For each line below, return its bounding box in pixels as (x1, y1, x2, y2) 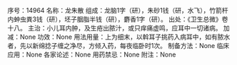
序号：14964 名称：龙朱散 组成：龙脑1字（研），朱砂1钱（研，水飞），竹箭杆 (7, 6, 228, 14)
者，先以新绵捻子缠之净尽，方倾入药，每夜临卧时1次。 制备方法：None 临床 (7, 42, 230, 49)
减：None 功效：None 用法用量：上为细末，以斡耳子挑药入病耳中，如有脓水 (7, 32, 231, 41)
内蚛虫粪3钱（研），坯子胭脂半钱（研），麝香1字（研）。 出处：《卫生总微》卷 (7, 15, 228, 23)
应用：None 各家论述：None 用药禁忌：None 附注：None (7, 50, 176, 59)
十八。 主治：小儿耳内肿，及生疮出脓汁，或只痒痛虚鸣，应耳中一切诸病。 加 (7, 24, 230, 32)
